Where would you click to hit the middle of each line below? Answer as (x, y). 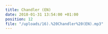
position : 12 (19, 19)
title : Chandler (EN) (28, 10)
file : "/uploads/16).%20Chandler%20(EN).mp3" (54, 24)
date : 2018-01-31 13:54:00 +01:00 (42, 14)
